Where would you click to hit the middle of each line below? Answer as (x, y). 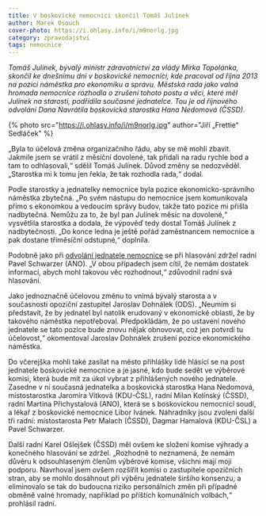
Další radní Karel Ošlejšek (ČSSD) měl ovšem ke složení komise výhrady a (129, 445)
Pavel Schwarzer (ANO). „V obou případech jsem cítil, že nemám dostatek (129, 264)
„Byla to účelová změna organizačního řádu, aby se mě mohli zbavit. (120, 149)
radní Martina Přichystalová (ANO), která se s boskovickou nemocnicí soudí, (132, 404)
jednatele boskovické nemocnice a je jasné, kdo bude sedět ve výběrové (127, 370)
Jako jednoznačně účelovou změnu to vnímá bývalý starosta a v (113, 296)
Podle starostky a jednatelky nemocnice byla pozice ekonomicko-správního (131, 189)
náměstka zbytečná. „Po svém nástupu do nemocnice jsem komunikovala (128, 198)
